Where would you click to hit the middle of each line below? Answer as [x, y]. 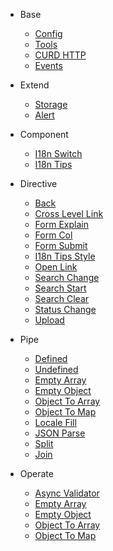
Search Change [67, 277]
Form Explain [61, 224]
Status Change [65, 309]
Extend [34, 85]
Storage [51, 104]
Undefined [56, 369]
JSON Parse [60, 433]
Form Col [53, 235]
